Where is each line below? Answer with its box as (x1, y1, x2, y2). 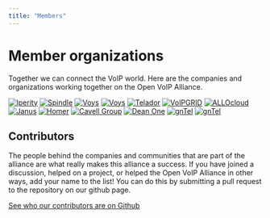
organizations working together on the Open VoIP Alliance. (8, 82, 203, 91)
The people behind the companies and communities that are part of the (8, 151, 246, 161)
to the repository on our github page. (8, 185, 131, 195)
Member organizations (8, 46, 164, 65)
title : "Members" (8, 11, 67, 20)
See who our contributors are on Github (8, 201, 140, 211)
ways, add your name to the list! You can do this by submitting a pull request (8, 177, 262, 187)
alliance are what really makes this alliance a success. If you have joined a (8, 159, 255, 170)
